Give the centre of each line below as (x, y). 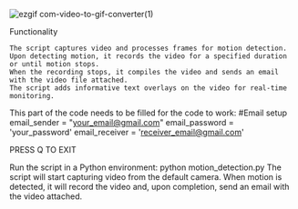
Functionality (34, 31)
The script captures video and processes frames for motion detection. (148, 48)
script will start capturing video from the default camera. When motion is (146, 177)
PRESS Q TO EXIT (43, 149)
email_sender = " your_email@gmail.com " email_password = (122, 122)
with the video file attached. (69, 80)
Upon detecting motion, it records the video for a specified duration (148, 56)
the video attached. (46, 196)
